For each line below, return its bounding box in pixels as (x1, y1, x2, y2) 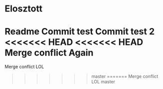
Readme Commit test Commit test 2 (4, 26, 155, 37)
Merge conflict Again (4, 47, 94, 58)
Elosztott (4, 3, 43, 14)
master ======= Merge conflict (91, 73, 159, 79)
